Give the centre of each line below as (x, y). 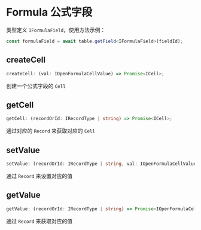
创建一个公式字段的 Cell (36, 86)
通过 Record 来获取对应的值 (39, 221)
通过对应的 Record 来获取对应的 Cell (51, 131)
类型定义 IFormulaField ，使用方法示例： (56, 30)
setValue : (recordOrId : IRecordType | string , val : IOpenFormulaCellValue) (103, 164)
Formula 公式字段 (49, 12)
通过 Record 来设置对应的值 (39, 176)
